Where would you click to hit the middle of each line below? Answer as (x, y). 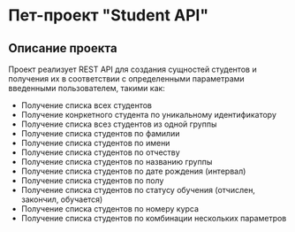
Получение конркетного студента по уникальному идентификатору (149, 115)
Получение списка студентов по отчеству (100, 152)
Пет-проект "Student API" (109, 15)
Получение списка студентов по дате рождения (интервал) (133, 171)
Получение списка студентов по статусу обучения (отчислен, (138, 190)
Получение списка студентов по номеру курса (110, 209)
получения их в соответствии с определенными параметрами (126, 79)
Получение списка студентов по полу (92, 181)
